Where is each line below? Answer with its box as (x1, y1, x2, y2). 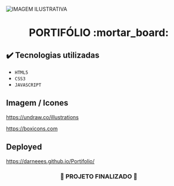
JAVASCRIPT (14, 82, 42, 88)
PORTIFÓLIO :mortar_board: (29, 26, 169, 39)
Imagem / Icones (6, 98, 69, 108)
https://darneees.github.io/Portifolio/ (6, 157, 95, 164)
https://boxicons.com (6, 125, 58, 132)
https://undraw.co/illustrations (6, 113, 79, 120)
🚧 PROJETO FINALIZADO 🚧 (60, 172, 138, 180)
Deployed (6, 142, 42, 152)
